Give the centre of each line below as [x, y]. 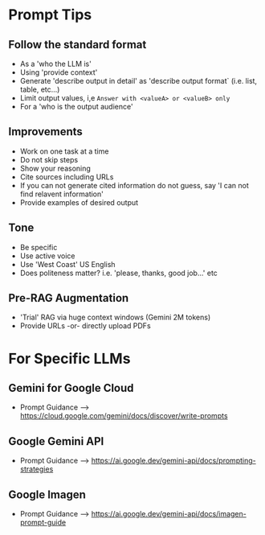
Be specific [39, 247]
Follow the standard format [77, 45]
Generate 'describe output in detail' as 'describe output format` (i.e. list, [139, 81]
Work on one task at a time [64, 151]
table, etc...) [40, 89]
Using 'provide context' [59, 72]
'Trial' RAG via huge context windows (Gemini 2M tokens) [115, 317]
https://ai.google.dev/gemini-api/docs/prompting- [173, 461]
